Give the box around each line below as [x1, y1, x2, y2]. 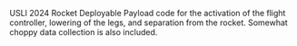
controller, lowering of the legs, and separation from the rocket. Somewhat [9, 17, 288, 28]
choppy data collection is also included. [9, 27, 158, 37]
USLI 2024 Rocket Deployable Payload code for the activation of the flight [9, 8, 286, 18]
